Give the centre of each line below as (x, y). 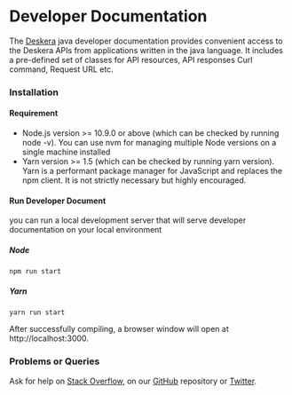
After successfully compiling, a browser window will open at (119, 329)
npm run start (36, 272)
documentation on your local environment (86, 230)
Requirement (34, 114)
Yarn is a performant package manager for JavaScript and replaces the (152, 171)
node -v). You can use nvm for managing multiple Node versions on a (149, 143)
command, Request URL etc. (61, 69)
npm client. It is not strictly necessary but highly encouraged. (134, 180)
